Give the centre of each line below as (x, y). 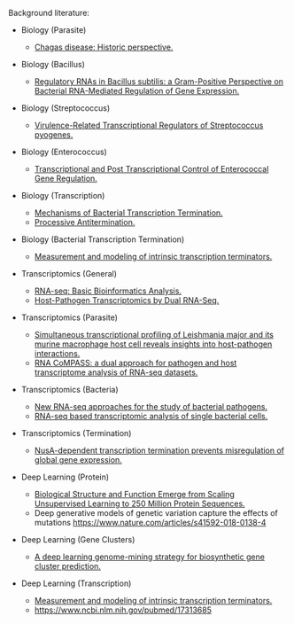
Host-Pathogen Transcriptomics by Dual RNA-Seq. (127, 300)
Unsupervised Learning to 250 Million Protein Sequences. (139, 503)
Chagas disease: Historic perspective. (104, 47)
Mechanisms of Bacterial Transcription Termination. (128, 213)
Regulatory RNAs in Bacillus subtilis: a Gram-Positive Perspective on (159, 82)
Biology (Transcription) (63, 195)
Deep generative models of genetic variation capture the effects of (156, 513)
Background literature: (49, 13)
